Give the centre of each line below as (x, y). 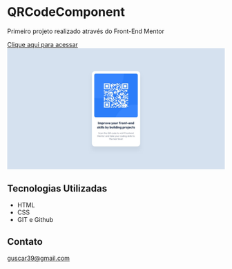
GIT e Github (35, 220)
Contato (25, 242)
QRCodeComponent (66, 12)
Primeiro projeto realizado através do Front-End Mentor (86, 31)
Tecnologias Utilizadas (57, 188)
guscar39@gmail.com (39, 258)
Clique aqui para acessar (42, 44)
